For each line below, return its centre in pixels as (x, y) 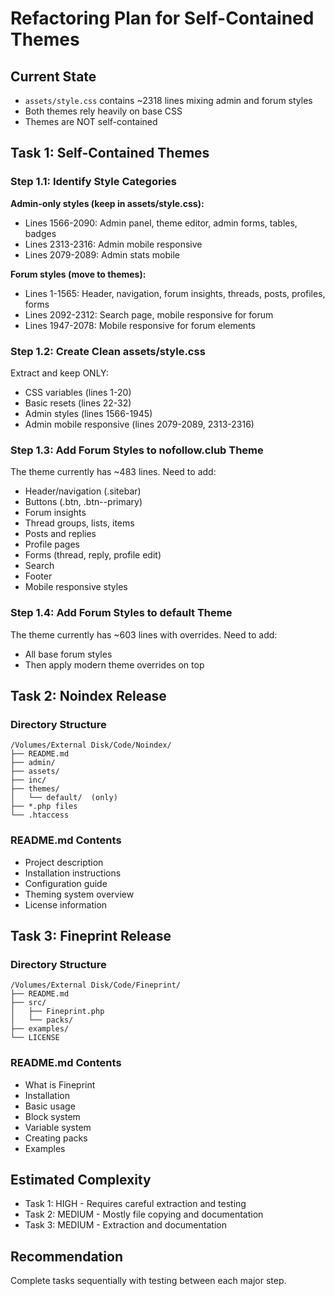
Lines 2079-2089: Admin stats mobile (102, 254)
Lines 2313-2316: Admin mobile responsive (113, 244)
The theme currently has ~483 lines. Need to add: (113, 472)
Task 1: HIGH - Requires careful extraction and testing (135, 1204)
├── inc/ (28, 780)
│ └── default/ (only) (64, 798)
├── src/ (28, 1003)
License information (66, 904)
